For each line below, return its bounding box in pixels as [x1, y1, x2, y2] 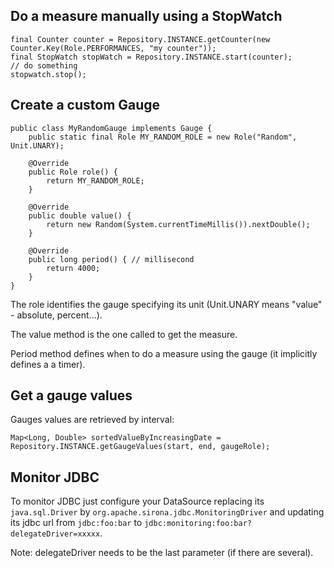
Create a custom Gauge [10, 97, 161, 114]
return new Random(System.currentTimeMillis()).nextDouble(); [46, 219, 311, 229]
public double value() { [28, 210, 132, 221]
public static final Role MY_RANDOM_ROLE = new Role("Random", [28, 132, 298, 142]
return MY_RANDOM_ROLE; [46, 175, 145, 186]
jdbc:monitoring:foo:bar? [144, 519, 252, 529]
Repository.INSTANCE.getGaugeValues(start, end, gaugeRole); [10, 442, 271, 452]
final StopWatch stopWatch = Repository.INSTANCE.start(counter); [10, 52, 293, 62]
